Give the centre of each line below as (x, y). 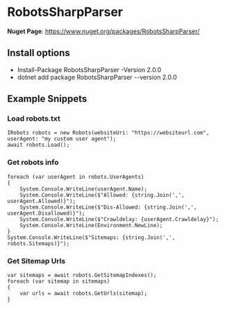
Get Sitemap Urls (36, 261)
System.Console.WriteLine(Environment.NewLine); (91, 225)
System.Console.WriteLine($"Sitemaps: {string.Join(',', (91, 237)
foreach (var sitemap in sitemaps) (59, 281)
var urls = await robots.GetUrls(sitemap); (84, 294)
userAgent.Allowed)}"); (42, 201)
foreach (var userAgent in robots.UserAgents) (76, 177)
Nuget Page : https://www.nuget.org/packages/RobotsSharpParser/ (103, 31)
